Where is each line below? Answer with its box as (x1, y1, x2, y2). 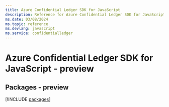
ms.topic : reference (5, 21, 49, 27)
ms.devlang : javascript (5, 26, 55, 31)
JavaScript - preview (5, 63, 95, 74)
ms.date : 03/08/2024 (5, 17, 49, 22)
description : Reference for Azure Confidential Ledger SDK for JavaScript (5, 12, 165, 17)
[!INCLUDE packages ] (5, 96, 51, 102)
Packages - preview (5, 83, 69, 91)
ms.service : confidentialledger (5, 31, 73, 36)
